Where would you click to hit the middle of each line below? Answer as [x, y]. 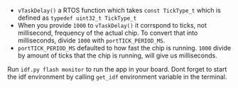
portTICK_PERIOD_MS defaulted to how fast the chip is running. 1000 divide [124, 48]
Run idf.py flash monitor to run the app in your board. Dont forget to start [117, 69]
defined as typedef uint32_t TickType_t [77, 18]
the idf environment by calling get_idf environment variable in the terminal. [117, 77]
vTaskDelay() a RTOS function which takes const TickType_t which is [119, 10]
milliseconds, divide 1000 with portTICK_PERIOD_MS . [91, 40]
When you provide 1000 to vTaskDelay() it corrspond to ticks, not [112, 25]
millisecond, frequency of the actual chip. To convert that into [108, 33]
